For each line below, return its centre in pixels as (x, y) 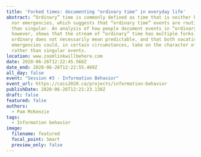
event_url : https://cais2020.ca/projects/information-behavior (87, 84)
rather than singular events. (49, 51)
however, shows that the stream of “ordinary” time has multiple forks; (104, 34)
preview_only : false (37, 145)
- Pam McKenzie (31, 112)
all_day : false (25, 73)
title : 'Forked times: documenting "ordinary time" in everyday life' (96, 12)
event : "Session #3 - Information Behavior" (63, 78)
